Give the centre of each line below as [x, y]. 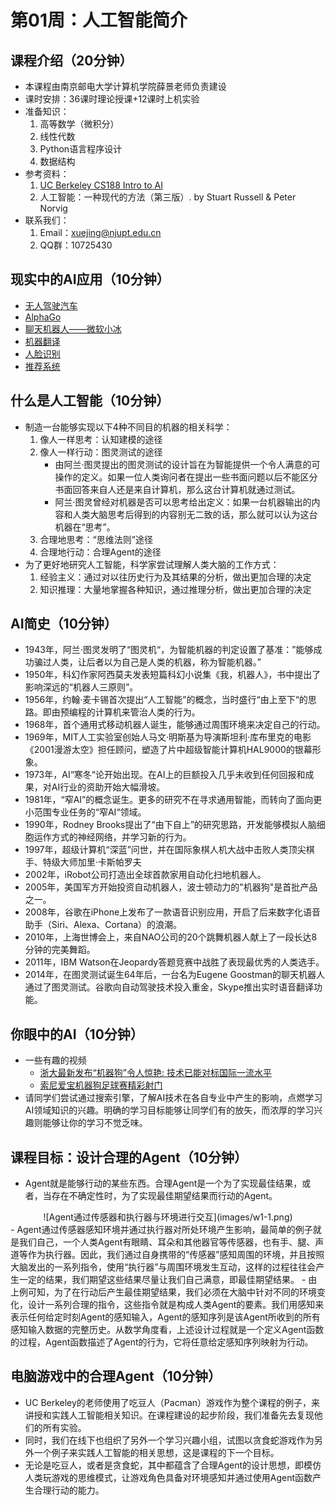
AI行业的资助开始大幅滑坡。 [108, 787]
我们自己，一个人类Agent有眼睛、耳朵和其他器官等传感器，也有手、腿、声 [171, 1242]
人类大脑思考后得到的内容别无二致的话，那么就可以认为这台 [195, 514]
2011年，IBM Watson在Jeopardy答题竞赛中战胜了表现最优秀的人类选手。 [174, 962]
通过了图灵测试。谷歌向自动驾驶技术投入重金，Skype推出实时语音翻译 [169, 987]
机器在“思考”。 [85, 527]
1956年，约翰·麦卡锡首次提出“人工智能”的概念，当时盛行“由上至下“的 [166, 700]
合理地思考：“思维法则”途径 [96, 539]
